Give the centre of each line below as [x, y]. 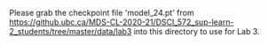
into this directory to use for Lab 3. [197, 31]
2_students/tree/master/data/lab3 [71, 31]
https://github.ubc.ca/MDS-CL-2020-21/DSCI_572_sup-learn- [122, 22]
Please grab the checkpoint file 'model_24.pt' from [102, 13]
